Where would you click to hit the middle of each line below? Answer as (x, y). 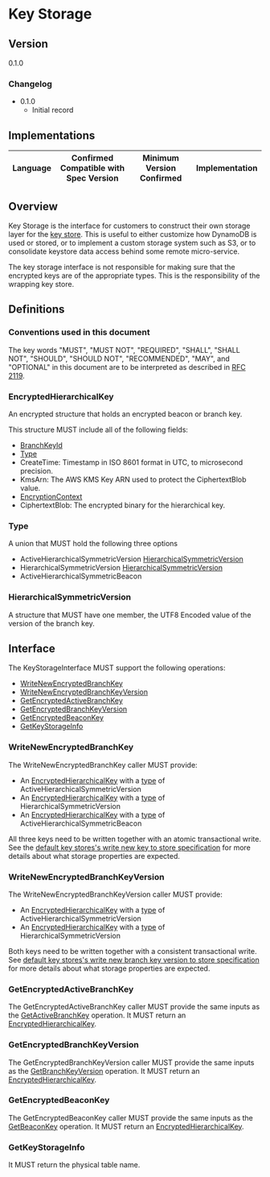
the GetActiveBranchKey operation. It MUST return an (97, 1015)
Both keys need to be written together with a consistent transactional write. (133, 951)
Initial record (53, 110)
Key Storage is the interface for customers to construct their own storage (129, 226)
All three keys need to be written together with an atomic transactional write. (135, 839)
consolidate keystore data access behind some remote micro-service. (124, 251)
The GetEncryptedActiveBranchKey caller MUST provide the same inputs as (134, 1007)
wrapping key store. (41, 284)
